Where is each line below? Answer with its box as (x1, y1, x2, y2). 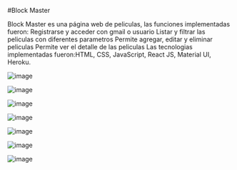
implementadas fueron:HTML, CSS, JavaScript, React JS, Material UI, (7, 50, 212, 59)
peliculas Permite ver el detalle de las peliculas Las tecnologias (7, 43, 193, 51)
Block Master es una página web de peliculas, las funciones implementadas (7, 20, 231, 28)
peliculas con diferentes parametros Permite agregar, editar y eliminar (7, 35, 213, 44)
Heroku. (7, 58, 31, 66)
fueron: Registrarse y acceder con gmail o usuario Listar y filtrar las (7, 28, 206, 36)
